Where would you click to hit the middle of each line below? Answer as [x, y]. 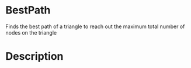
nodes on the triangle [31, 32]
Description [34, 57]
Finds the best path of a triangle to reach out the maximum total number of [95, 26]
